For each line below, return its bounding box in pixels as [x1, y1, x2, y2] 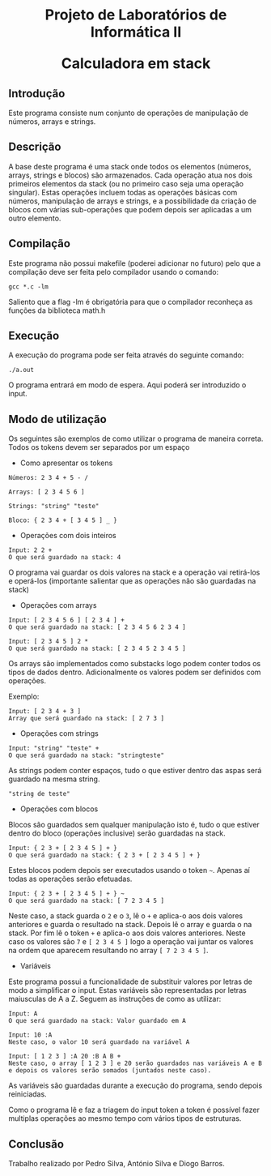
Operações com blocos [19, 804, 99, 814]
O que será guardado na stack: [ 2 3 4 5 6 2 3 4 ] [8, 623, 186, 631]
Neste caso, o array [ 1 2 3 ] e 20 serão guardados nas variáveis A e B [8, 1059, 263, 1067]
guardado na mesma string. [8, 774, 100, 784]
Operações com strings [19, 729, 99, 738]
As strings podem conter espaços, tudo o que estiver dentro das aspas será [8, 766, 262, 776]
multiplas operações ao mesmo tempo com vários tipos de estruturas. [8, 1114, 242, 1123]
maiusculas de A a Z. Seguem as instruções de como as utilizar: [8, 994, 222, 1004]
